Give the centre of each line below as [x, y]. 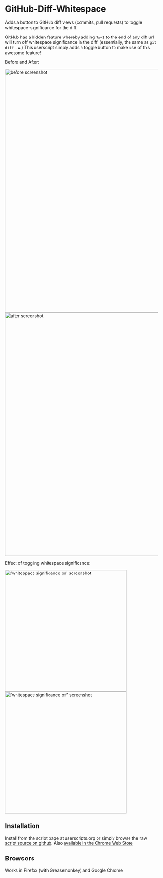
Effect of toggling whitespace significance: [48, 563]
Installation [22, 826]
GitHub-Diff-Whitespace [56, 9]
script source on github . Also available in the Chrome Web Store [69, 843]
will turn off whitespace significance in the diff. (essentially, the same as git [81, 42]
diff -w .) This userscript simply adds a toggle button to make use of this [78, 47]
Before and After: [22, 62]
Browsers [20, 859]
